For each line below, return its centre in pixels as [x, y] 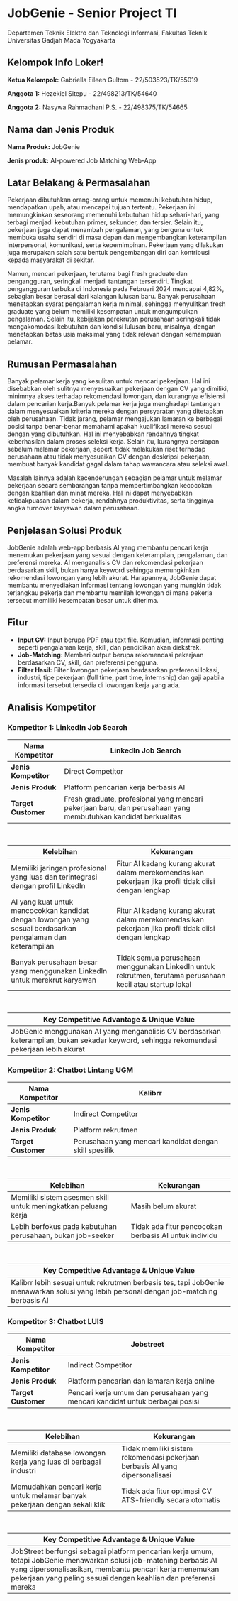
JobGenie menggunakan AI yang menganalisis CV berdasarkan [116, 1031]
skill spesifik [94, 1150]
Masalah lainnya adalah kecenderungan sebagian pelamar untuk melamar [115, 478]
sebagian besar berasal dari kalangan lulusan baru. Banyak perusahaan [112, 297]
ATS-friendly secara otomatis [171, 1500]
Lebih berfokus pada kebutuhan [64, 1226]
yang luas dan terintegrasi [54, 877]
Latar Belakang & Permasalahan [79, 182]
